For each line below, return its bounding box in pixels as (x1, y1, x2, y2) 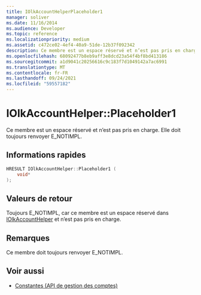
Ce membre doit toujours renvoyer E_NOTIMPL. (6, 249, 123, 256)
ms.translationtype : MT (6, 64, 66, 70)
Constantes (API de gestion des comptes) (14, 282, 118, 289)
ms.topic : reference (6, 31, 58, 37)
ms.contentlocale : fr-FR (6, 70, 68, 76)
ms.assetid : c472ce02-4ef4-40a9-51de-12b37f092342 (6, 42, 135, 48)
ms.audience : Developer (6, 25, 66, 32)
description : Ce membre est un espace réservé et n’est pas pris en (6, 48, 181, 54)
